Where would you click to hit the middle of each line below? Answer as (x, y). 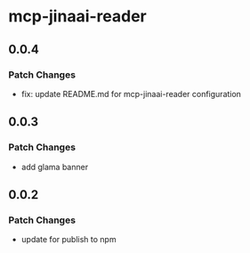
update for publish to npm (69, 240)
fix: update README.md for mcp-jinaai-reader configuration (131, 94)
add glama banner (55, 167)
